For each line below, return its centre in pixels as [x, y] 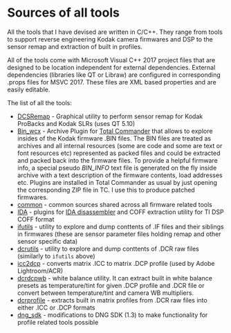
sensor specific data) [47, 241]
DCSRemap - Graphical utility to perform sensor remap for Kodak [110, 116]
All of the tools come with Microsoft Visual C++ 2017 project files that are [111, 60]
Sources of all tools [63, 13]
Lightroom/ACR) [40, 271]
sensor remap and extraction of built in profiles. [75, 46]
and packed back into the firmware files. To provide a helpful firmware [117, 160]
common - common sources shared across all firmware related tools [115, 204]
